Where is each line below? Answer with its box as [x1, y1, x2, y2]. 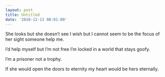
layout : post [5, 7, 33, 13]
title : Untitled [5, 12, 40, 17]
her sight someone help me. [5, 36, 64, 42]
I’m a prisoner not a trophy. [5, 56, 62, 62]
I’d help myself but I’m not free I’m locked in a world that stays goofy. [5, 46, 151, 53]
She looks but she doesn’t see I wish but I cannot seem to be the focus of [5, 31, 160, 37]
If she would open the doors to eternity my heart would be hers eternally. [5, 66, 159, 72]
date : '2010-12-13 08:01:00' [5, 17, 67, 22]
